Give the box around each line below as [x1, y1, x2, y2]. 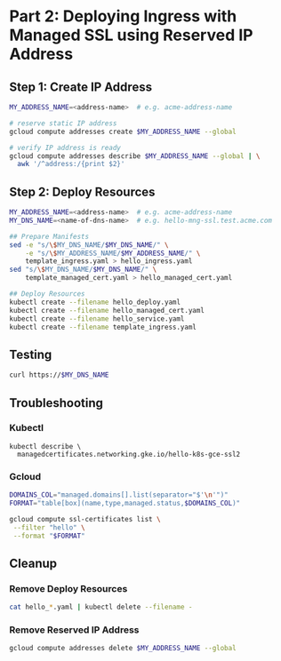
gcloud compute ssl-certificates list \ [9, 514, 162, 523]
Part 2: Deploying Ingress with [9, 6, 237, 27]
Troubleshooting [9, 395, 104, 410]
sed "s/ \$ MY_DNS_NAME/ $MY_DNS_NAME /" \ [9, 265, 157, 275]
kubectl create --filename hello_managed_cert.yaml [9, 306, 205, 315]
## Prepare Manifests [9, 232, 90, 241]
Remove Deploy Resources [9, 582, 128, 594]
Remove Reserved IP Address [9, 624, 140, 636]
